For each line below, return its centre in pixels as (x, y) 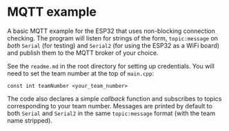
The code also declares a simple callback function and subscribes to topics (114, 98)
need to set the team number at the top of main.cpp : (80, 73)
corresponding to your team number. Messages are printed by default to (110, 106)
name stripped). (30, 120)
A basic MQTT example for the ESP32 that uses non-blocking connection (111, 31)
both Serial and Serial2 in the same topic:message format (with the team (111, 113)
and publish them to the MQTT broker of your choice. (83, 53)
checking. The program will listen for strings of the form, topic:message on (113, 38)
